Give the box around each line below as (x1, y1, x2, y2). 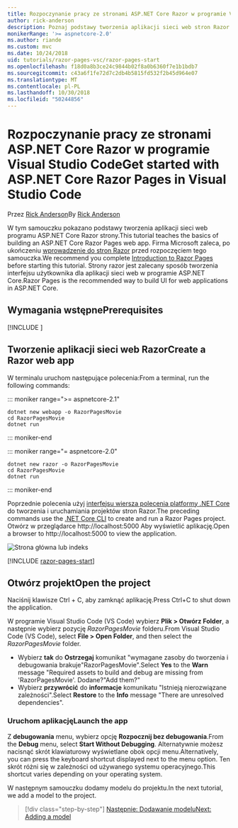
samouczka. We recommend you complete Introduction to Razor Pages (7, 253, 214, 262)
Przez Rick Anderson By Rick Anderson (7, 209, 120, 218)
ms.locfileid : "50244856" (7, 96, 84, 103)
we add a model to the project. (7, 790, 97, 800)
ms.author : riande (7, 37, 62, 44)
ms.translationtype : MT (7, 76, 78, 84)
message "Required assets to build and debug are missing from (17, 668, 203, 677)
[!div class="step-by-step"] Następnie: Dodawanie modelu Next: (24, 805, 212, 813)
